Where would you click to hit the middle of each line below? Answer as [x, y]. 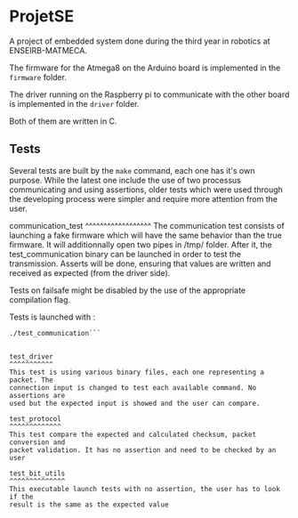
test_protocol [36, 419]
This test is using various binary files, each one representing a [137, 372]
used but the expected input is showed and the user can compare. [135, 403]
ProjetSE [41, 16]
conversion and [37, 442]
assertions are [37, 395]
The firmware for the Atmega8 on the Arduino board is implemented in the [145, 68]
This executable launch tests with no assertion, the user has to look [145, 489]
